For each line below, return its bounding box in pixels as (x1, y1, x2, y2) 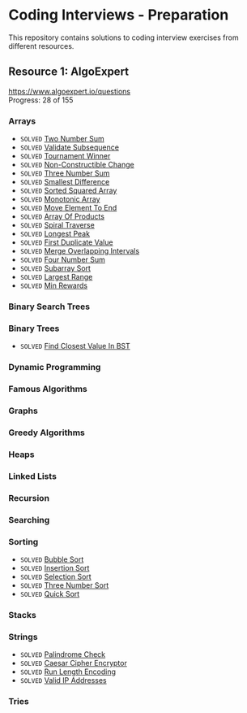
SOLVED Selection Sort (19, 572, 92, 581)
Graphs (8, 405, 38, 416)
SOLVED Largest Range (19, 272, 93, 282)
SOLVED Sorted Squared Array (19, 185, 117, 196)
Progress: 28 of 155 (8, 95, 74, 105)
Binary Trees (8, 323, 60, 334)
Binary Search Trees (8, 301, 91, 312)
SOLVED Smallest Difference (19, 177, 110, 187)
